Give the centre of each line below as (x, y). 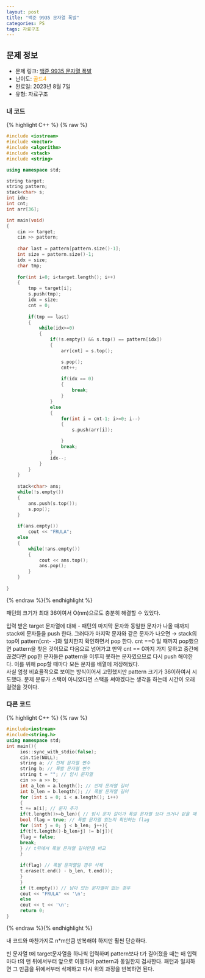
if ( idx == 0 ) (77, 379)
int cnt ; (17, 204)
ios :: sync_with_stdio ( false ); (58, 752)
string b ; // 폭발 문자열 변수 (55, 769)
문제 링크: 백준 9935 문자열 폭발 (53, 71)
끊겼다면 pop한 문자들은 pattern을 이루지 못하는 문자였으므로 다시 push (92, 656)
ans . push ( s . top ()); (53, 503)
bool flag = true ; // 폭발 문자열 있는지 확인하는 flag (85, 820)
